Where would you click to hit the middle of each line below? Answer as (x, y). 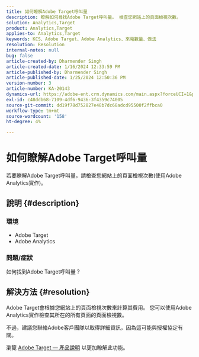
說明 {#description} (43, 203)
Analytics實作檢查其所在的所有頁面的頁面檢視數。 (67, 315)
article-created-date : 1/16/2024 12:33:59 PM (63, 67)
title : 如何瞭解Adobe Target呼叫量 (47, 12)
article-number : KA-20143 (38, 89)
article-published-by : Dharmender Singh (57, 72)
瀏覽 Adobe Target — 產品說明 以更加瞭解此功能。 (67, 348)
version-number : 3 (29, 83)
